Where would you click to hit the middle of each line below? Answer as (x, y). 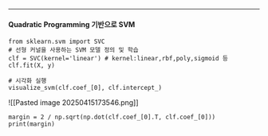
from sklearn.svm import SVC (57, 42)
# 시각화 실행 (28, 81)
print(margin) (32, 124)
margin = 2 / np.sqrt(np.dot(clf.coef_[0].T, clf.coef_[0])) (112, 117)
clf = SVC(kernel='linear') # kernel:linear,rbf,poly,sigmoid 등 (118, 59)
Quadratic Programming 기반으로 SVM (72, 24)
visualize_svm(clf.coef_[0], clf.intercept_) (85, 88)
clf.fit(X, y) (32, 66)
